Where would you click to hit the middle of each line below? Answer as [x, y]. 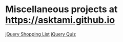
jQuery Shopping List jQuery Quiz [40, 34]
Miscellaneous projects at [61, 9]
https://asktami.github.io [60, 20]
